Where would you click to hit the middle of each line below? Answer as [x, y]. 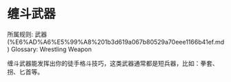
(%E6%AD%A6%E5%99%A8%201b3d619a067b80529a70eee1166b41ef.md [116, 42]
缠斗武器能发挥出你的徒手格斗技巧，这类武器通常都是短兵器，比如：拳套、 [113, 63]
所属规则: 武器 [27, 34]
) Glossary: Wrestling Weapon [49, 49]
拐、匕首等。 [25, 72]
